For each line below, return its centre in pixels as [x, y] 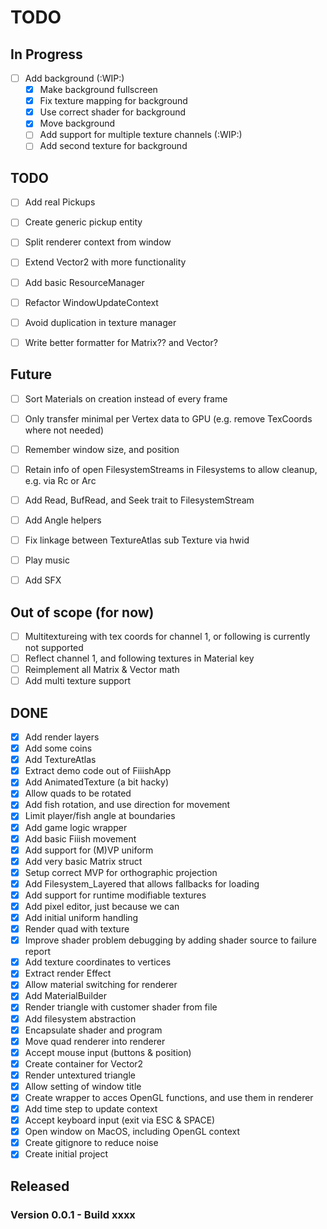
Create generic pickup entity [83, 222]
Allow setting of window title [83, 1086]
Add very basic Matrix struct [83, 861]
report [38, 952]
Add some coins [58, 748]
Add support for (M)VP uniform [89, 850]
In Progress [46, 54]
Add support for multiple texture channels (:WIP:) [141, 135]
